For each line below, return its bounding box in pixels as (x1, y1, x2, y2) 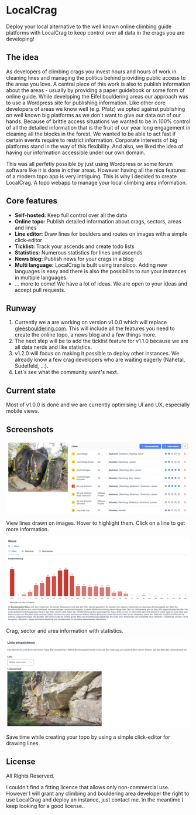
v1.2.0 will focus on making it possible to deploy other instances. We (14, 350, 180, 357)
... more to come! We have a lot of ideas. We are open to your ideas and (14, 280, 188, 287)
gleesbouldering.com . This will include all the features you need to (14, 325, 175, 332)
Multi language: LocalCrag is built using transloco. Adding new (14, 262, 168, 269)
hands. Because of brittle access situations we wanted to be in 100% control (6, 118, 191, 125)
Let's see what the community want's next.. (14, 369, 120, 376)
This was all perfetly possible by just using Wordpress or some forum (6, 160, 173, 167)
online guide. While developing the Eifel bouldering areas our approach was (6, 93, 189, 100)
